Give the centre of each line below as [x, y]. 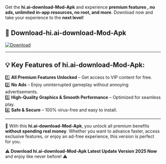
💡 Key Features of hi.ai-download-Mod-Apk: [75, 65]
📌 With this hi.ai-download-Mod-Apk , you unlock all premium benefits [77, 126]
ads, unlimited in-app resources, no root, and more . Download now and [79, 12]
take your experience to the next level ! [44, 17]
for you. [13, 141]
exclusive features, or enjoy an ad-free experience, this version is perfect [80, 136]
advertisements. [21, 92]
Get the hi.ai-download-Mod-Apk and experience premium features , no [80, 7]
